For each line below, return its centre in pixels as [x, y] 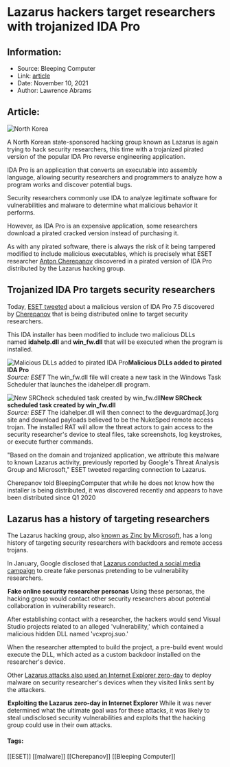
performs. [21, 212]
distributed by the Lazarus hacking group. [66, 268]
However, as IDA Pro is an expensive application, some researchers [102, 226]
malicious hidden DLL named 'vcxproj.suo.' [68, 634]
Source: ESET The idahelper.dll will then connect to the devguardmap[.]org [113, 412]
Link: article [33, 76]
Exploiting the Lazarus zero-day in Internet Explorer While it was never [110, 703]
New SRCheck [181, 398]
